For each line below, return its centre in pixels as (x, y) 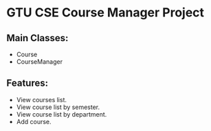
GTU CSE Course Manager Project (105, 13)
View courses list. (41, 99)
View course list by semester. (58, 107)
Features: (27, 83)
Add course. (34, 121)
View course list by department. (62, 114)
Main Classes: (37, 38)
